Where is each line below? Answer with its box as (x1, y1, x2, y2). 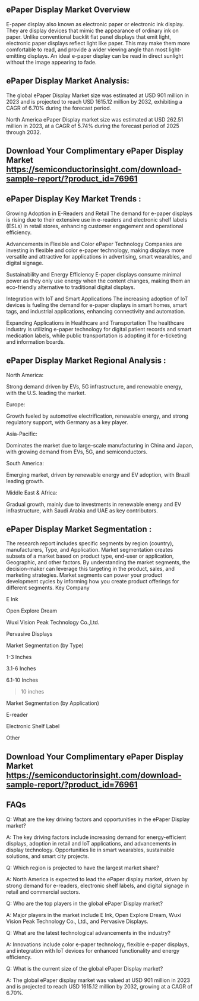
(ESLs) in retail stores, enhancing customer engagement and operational (6, 222, 184, 229)
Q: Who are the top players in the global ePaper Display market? (6, 900, 163, 907)
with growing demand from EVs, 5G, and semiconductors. (6, 448, 147, 455)
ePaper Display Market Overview (6, 5, 131, 15)
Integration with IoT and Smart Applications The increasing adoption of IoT (6, 295, 188, 302)
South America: (6, 459, 45, 467)
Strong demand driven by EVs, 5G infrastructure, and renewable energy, (6, 383, 183, 390)
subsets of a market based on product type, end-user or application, (6, 552, 174, 559)
